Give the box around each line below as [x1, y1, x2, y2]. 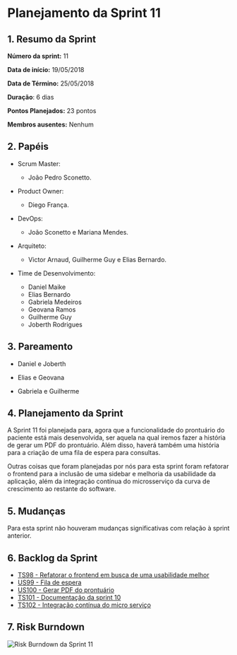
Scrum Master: [17, 159, 61, 167]
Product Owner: [17, 187, 64, 195]
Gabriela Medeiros [28, 297, 83, 306]
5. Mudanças [7, 505, 66, 517]
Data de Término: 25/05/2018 [7, 79, 95, 88]
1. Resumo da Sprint [7, 33, 97, 45]
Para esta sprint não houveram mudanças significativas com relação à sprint [7, 524, 230, 533]
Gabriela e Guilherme [17, 386, 80, 395]
